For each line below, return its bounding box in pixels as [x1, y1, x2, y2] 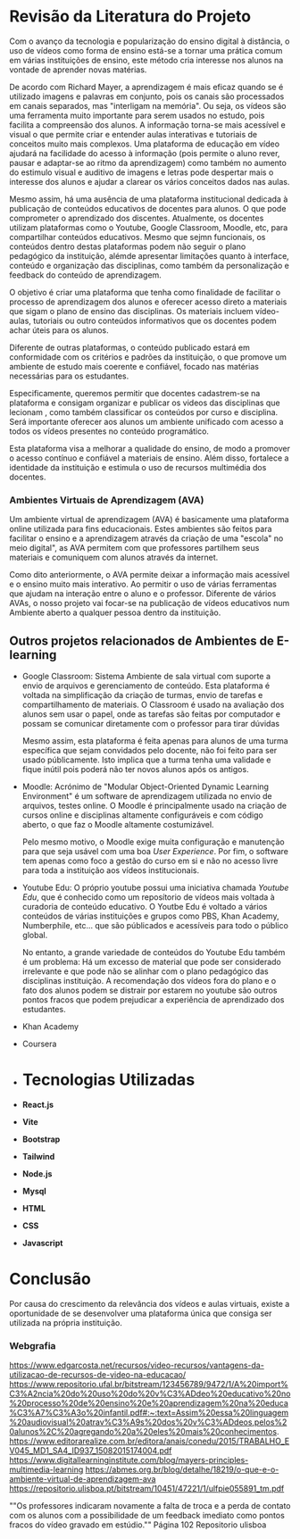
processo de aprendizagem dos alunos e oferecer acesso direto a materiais [9, 296, 287, 307]
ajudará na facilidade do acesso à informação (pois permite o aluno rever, [9, 147, 280, 158]
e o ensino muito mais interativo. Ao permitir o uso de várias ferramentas [9, 578, 277, 590]
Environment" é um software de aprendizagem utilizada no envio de [21, 791, 272, 802]
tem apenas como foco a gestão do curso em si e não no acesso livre [21, 855, 279, 867]
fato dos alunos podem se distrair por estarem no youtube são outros [21, 985, 278, 996]
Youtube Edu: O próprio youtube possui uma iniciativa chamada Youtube [21, 882, 289, 894]
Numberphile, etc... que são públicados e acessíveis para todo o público [21, 920, 288, 931]
